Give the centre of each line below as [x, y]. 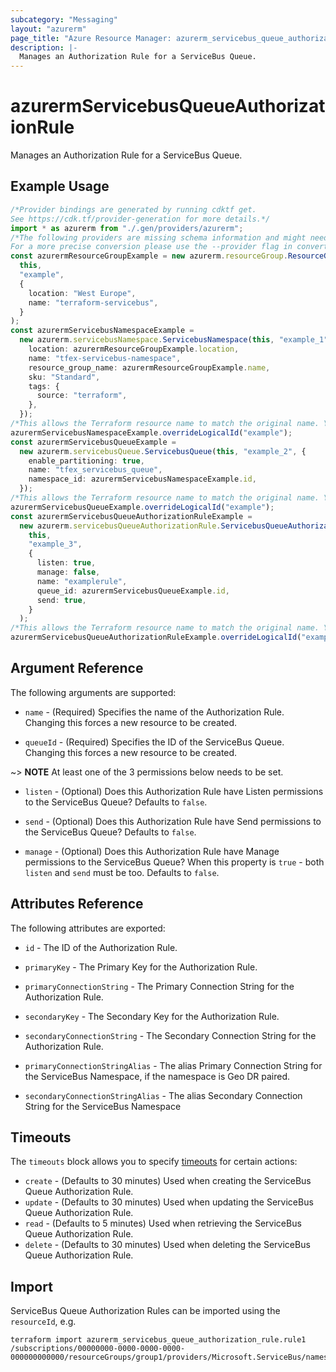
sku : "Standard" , [64, 377]
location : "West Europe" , [82, 293]
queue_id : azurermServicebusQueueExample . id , [133, 591]
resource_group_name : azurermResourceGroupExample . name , [149, 367]
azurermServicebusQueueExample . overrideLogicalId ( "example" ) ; [142, 507]
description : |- [44, 47]
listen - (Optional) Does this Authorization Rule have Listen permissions [174, 791]
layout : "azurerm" [48, 29]
